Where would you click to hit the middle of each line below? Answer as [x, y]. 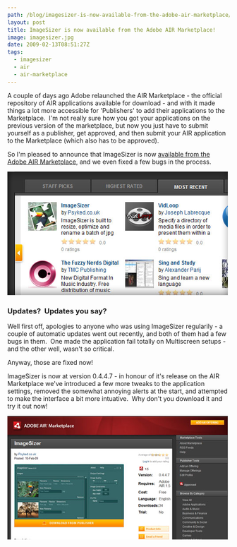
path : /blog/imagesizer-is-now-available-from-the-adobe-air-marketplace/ [120, 15]
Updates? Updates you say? [57, 311]
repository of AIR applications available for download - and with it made [111, 103]
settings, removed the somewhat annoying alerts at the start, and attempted [117, 391]
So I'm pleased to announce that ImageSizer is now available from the [109, 154]
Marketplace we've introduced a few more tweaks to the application [106, 383]
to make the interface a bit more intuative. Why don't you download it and [115, 398]
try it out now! [28, 406]
